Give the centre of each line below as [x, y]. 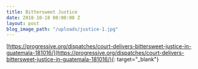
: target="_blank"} [136, 59]
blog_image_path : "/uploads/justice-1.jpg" [62, 29]
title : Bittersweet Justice [42, 12]
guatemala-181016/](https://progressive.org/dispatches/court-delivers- [95, 53]
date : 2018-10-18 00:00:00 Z [43, 18]
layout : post [23, 23]
